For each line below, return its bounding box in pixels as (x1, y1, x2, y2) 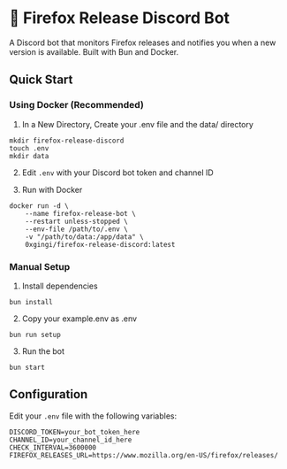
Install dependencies (21, 281, 99, 291)
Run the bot (21, 345, 64, 357)
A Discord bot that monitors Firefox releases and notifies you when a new (9, 37, 276, 48)
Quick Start (9, 73, 73, 88)
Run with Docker (21, 184, 83, 195)
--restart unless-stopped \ (25, 217, 128, 226)
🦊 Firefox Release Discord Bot (9, 8, 230, 28)
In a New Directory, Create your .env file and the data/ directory (21, 119, 254, 129)
